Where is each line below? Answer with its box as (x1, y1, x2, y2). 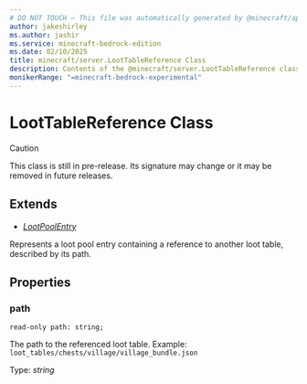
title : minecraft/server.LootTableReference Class (9, 56, 206, 65)
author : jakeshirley (9, 22, 89, 31)
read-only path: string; (9, 323, 104, 332)
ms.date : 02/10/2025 (9, 48, 89, 57)
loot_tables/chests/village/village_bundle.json (9, 348, 198, 357)
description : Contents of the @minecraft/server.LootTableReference (9, 65, 276, 74)
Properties (9, 274, 71, 290)
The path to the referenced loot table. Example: (9, 339, 187, 350)
